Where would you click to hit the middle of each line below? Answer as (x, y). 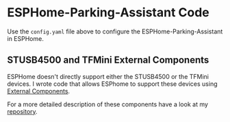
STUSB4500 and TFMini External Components (108, 60)
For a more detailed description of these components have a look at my (108, 104)
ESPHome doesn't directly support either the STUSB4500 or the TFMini (108, 76)
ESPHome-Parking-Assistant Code (108, 13)
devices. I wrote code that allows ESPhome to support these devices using (112, 84)
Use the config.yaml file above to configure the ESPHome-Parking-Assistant (115, 31)
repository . (22, 111)
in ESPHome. (26, 38)
